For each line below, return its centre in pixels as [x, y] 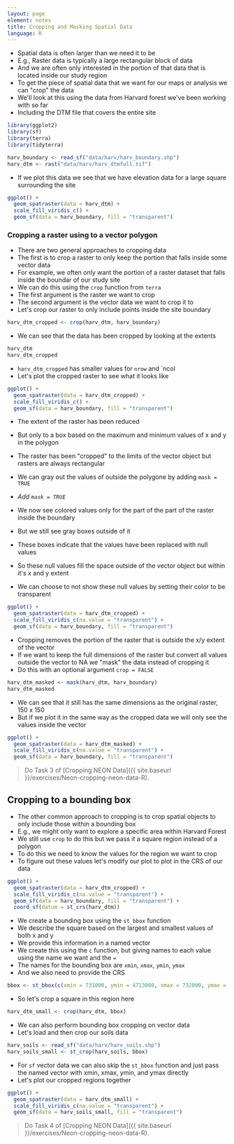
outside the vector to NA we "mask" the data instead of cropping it [113, 662]
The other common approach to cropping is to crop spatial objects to [117, 816]
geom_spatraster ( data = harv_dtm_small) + [76, 1099]
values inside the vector [52, 724]
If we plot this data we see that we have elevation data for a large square [122, 177]
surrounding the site [46, 185]
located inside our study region [62, 76]
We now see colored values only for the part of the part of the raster [116, 510]
